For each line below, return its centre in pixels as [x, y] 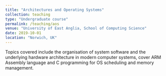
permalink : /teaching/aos [32, 24]
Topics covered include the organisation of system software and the [75, 52]
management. [20, 67]
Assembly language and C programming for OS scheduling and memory [80, 62]
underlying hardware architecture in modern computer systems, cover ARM [83, 57]
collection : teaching [28, 14]
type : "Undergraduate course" [37, 19]
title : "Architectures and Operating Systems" [55, 10]
